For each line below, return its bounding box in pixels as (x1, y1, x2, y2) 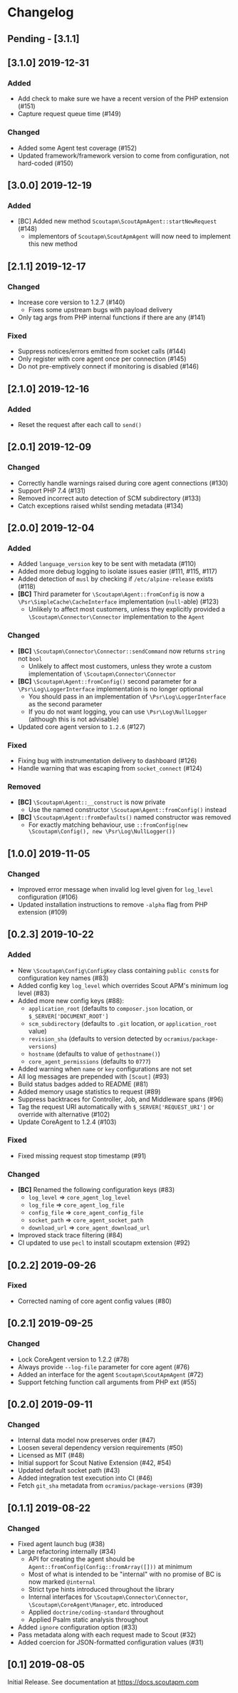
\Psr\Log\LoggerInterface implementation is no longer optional (17, 684, 204, 693)
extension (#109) (17, 907, 68, 916)
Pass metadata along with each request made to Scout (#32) (17, 1630, 197, 1639)
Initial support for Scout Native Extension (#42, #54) (17, 1458, 172, 1467)
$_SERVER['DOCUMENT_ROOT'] (28, 1013, 109, 1020)
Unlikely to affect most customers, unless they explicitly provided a (28, 605, 226, 614)
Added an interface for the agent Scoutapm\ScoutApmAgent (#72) (17, 1370, 204, 1379)
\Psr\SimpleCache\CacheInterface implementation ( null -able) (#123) (17, 597, 219, 606)
